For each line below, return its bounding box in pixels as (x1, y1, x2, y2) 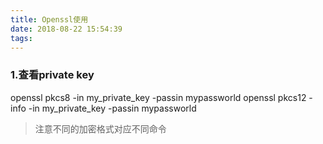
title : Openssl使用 (10, 14, 89, 25)
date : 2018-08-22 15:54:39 (10, 24, 123, 34)
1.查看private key (10, 68, 95, 82)
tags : (10, 33, 33, 43)
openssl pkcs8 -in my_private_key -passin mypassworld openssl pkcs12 (10, 91, 307, 103)
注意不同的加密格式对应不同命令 (34, 122, 167, 135)
